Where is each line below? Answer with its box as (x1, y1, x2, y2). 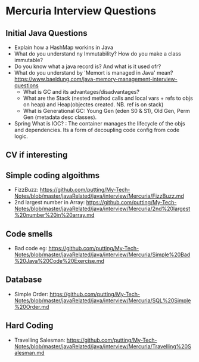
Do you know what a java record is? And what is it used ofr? (14, 63, 161, 70)
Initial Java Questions (5, 28, 88, 38)
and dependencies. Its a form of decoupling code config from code (14, 127, 180, 133)
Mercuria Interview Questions (5, 4, 156, 18)
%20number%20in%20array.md (14, 211, 95, 219)
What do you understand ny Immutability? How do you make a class (14, 50, 181, 57)
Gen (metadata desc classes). (23, 113, 97, 121)
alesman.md (14, 349, 45, 356)
